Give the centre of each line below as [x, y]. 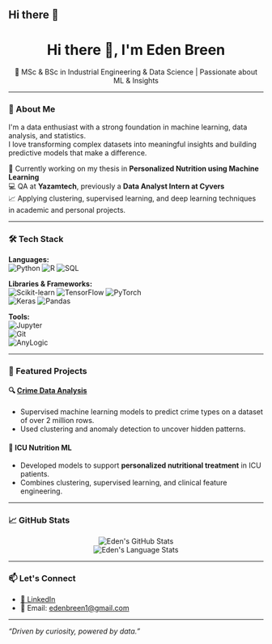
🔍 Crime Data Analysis [48, 391]
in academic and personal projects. [67, 210]
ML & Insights [136, 81]
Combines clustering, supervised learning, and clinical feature [123, 483]
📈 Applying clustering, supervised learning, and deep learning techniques [132, 198]
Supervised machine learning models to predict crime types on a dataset [141, 412]
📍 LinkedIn [38, 599]
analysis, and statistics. [47, 135]
